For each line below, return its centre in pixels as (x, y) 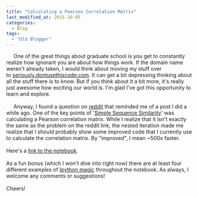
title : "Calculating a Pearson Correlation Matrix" (71, 12)
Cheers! (16, 188)
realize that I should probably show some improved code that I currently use (99, 132)
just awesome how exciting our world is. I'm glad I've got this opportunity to (99, 88)
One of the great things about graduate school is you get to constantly (99, 56)
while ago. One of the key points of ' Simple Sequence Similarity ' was (90, 113)
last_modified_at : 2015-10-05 (44, 17)
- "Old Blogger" (31, 39)
